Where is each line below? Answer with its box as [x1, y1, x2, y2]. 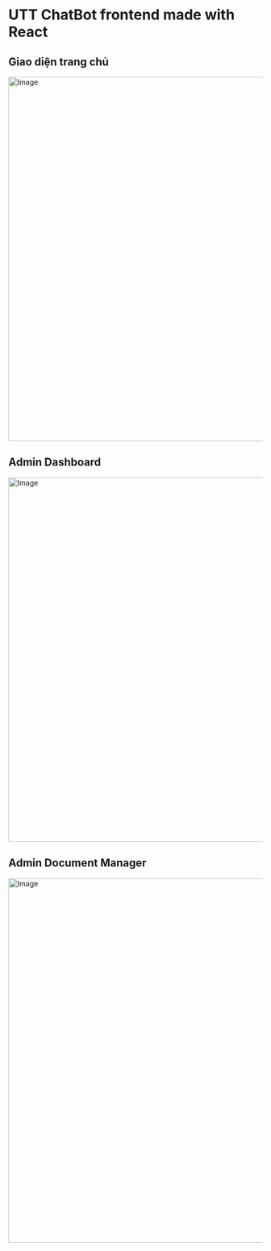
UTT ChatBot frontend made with [8, 6, 236, 24]
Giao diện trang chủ [8, 55, 109, 69]
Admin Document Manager [8, 857, 147, 870]
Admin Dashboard [8, 456, 102, 469]
